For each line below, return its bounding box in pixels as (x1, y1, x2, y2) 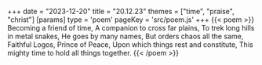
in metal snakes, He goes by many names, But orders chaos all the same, (7, 31, 244, 41)
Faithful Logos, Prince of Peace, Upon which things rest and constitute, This (7, 40, 253, 49)
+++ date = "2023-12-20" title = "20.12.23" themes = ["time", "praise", (7, 7, 235, 16)
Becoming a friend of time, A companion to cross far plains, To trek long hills (7, 23, 255, 32)
